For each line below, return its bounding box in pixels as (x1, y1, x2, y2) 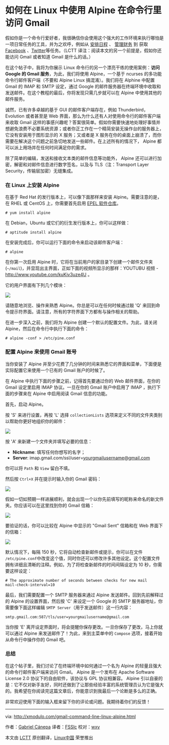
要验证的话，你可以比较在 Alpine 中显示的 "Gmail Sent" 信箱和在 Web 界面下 (5, 522, 163, 528)
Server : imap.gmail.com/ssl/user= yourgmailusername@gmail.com (12, 455, 150, 461)
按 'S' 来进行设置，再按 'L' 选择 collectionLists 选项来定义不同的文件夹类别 (5, 412, 162, 418)
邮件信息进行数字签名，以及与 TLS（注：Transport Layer (31, 161, 149, 167)
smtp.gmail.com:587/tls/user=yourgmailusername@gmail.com (5, 614, 129, 619)
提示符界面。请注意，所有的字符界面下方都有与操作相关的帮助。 (9, 308, 142, 315)
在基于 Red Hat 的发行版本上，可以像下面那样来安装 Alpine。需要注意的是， (5, 194, 162, 200)
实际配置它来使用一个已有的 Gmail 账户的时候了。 (5, 367, 108, 373)
